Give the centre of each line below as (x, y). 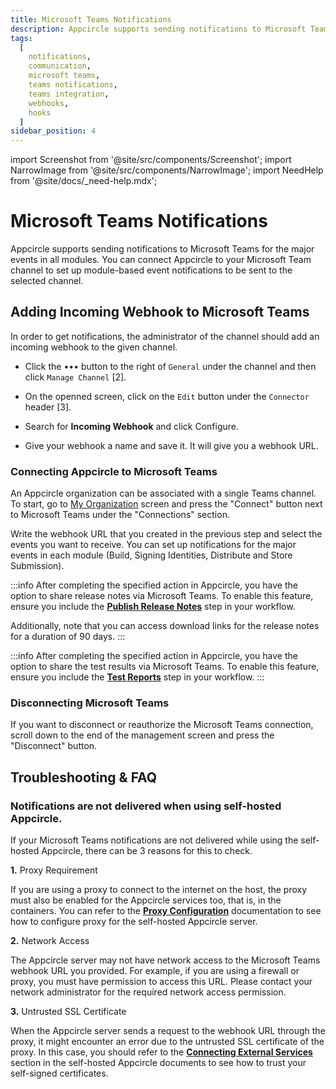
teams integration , (69, 94)
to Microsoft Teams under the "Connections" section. (120, 515)
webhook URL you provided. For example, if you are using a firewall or (155, 971)
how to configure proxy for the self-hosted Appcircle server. (134, 922)
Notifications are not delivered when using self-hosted (146, 806)
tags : (21, 38)
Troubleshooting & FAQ (84, 777)
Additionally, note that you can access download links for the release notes (165, 626)
